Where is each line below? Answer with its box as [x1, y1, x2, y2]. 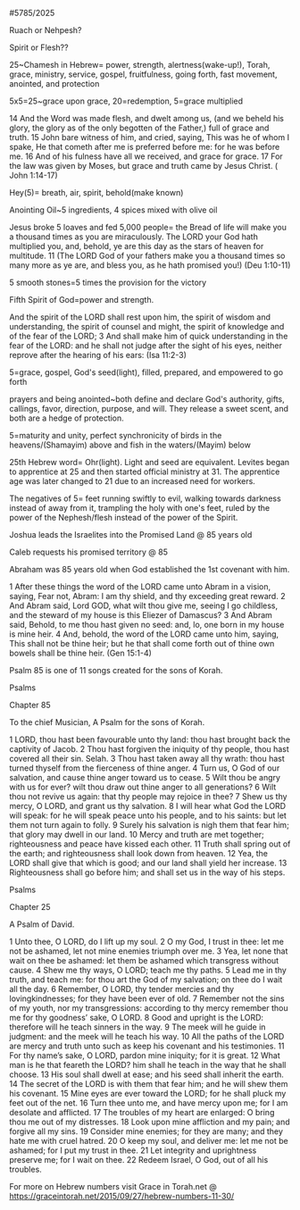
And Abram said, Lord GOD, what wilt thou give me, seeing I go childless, [9, 600, 279, 611]
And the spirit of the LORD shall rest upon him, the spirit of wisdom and [9, 312, 271, 322]
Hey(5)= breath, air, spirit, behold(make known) [9, 188, 184, 197]
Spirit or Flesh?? [9, 42, 69, 53]
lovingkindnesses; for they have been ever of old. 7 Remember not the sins [9, 993, 285, 1004]
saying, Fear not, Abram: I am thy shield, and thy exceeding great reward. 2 [9, 591, 286, 601]
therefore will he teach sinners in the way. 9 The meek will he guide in [9, 1022, 266, 1032]
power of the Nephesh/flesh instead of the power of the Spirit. [9, 513, 238, 522]
